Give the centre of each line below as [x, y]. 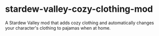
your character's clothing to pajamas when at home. [58, 28]
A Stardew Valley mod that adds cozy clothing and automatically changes [79, 23]
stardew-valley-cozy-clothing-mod [79, 9]
